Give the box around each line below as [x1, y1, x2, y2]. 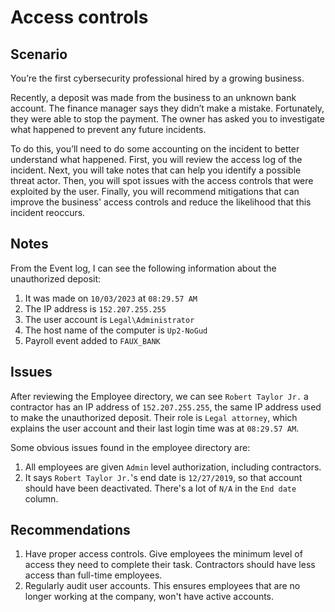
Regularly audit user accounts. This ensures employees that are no [24, 580, 301, 592]
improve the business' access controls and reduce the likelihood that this [10, 196, 312, 208]
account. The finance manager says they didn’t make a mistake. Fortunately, [10, 102, 325, 114]
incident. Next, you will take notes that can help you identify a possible [10, 164, 302, 176]
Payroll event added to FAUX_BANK [24, 334, 161, 346]
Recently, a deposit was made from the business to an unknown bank [10, 92, 297, 103]
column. [24, 492, 59, 505]
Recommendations [10, 522, 131, 539]
